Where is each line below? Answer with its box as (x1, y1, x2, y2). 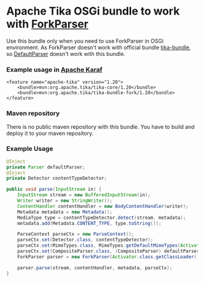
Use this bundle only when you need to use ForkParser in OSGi (6, 37, 164, 44)
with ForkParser (6, 17, 89, 31)
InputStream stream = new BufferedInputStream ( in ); (17, 192, 151, 198)
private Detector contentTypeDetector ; (6, 175, 107, 182)
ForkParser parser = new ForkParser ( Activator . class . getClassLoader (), (17, 253, 202, 260)
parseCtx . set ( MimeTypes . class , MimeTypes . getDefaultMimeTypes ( (17, 242, 181, 249)
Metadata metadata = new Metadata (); (17, 208, 113, 215)
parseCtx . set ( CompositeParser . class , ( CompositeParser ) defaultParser (17, 248, 200, 255)
